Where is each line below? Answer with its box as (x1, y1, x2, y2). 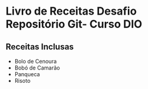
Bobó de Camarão (14, 64, 60, 71)
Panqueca (14, 71, 40, 77)
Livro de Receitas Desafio (5, 4, 137, 18)
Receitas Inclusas (5, 41, 74, 52)
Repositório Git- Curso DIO (5, 17, 143, 31)
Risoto (14, 77, 31, 84)
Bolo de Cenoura (14, 58, 57, 65)
